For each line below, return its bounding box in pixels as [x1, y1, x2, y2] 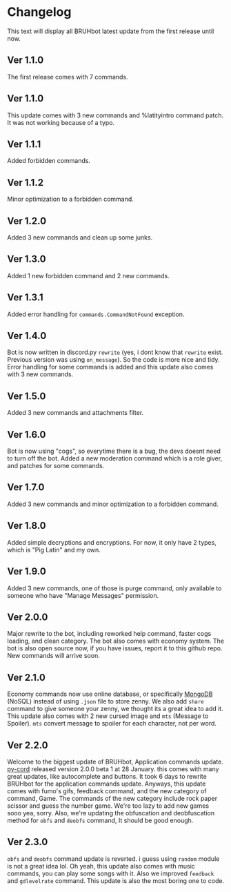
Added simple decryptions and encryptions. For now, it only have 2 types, [7, 538, 217, 546]
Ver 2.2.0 [7, 739, 48, 751]
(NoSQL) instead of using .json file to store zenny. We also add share [7, 697, 205, 706]
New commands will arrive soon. [7, 652, 100, 660]
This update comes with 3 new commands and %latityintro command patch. [7, 111, 224, 119]
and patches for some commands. [7, 462, 105, 470]
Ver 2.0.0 [7, 611, 48, 623]
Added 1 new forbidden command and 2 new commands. [7, 271, 170, 280]
